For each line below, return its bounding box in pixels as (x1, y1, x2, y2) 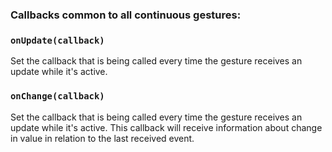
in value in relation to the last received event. (10, 132, 195, 144)
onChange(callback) (10, 91, 105, 102)
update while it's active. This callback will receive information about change (10, 121, 323, 133)
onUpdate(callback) (10, 34, 105, 46)
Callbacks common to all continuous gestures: (10, 8, 242, 22)
